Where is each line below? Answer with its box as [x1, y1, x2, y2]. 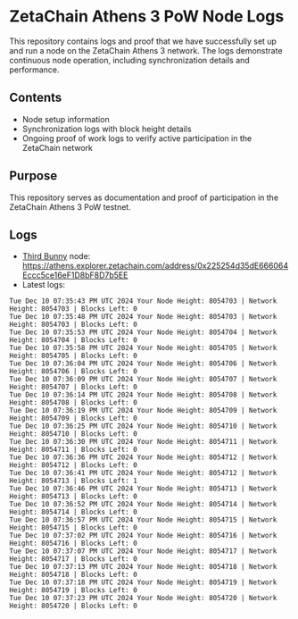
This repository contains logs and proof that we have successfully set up [9, 36, 277, 46]
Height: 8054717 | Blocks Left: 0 [9, 555, 138, 564]
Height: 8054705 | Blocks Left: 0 [9, 351, 138, 361]
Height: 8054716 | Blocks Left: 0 [9, 539, 138, 548]
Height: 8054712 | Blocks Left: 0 [9, 461, 138, 470]
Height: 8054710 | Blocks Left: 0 [9, 430, 138, 439]
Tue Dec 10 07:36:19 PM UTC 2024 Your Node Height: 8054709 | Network [9, 406, 277, 415]
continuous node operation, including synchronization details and [9, 54, 250, 65]
